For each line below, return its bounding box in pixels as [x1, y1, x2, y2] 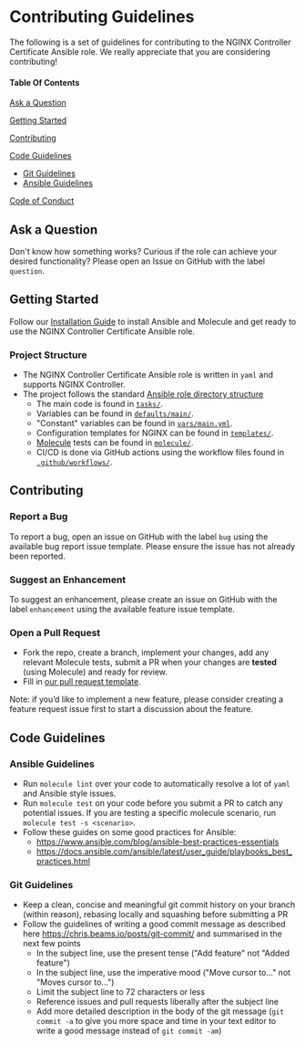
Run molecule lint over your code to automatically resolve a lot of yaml [22, 779, 290, 789]
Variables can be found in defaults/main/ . [36, 408, 194, 419]
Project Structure [9, 349, 87, 361]
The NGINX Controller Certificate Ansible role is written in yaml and [22, 370, 273, 381]
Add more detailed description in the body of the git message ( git [36, 1006, 285, 1017]
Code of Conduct [9, 195, 75, 206]
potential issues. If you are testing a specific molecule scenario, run [22, 808, 277, 819]
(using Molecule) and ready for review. [22, 666, 168, 677]
